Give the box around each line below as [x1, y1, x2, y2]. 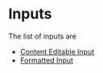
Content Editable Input [19, 47, 95, 56]
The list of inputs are [8, 31, 76, 41]
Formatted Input [19, 55, 74, 65]
